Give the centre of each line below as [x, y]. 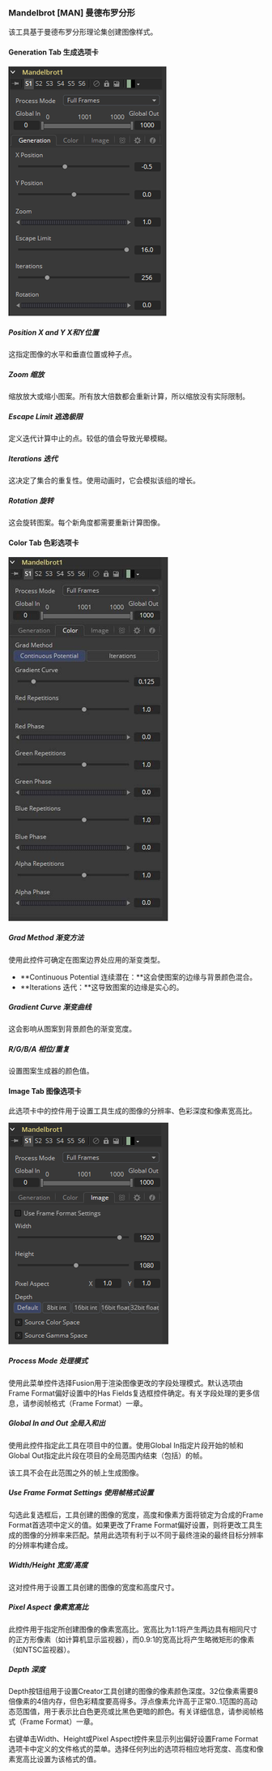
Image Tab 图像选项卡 [45, 1091]
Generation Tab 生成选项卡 [53, 52]
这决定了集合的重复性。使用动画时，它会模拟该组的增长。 [104, 481]
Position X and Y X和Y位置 [54, 332]
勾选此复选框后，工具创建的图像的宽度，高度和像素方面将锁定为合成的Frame [136, 1515]
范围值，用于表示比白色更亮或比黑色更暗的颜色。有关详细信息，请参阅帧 [136, 1712]
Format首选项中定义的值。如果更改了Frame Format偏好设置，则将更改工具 [132, 1524]
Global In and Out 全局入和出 [57, 1423]
